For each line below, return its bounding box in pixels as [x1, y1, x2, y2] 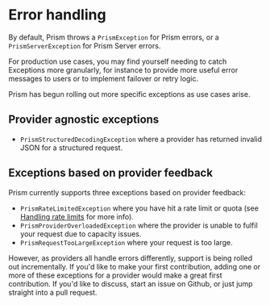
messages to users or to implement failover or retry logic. [8, 73, 199, 83]
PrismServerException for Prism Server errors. [8, 40, 161, 50]
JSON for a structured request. [19, 143, 123, 152]
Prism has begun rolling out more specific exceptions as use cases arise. [8, 89, 251, 98]
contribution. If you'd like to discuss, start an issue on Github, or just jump [8, 278, 253, 288]
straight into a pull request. [8, 287, 98, 297]
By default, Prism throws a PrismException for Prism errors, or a [8, 32, 219, 42]
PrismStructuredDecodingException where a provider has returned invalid [19, 134, 263, 144]
